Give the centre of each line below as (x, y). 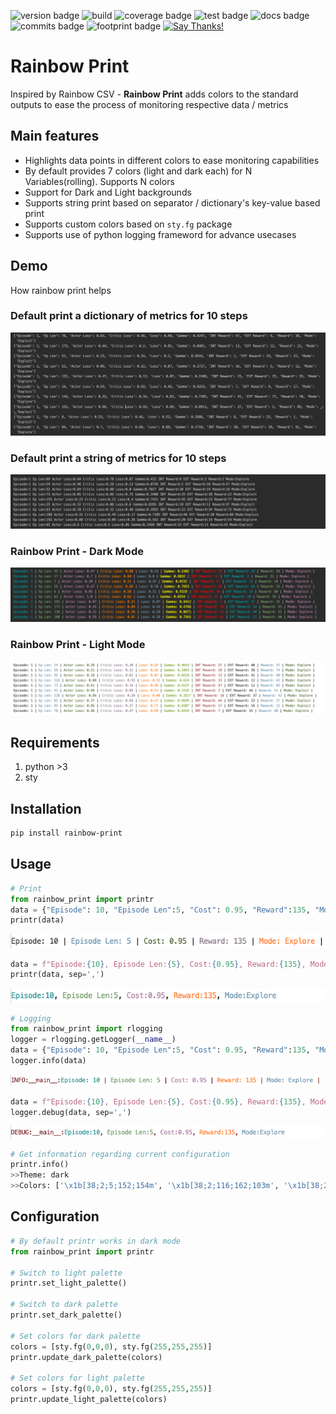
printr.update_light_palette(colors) (89, 1400)
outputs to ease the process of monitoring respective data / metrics (149, 104)
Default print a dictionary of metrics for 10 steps (129, 316)
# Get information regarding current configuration (120, 1154)
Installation (46, 808)
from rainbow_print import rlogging (86, 1029)
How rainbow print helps (61, 290)
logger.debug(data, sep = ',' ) (71, 1113)
